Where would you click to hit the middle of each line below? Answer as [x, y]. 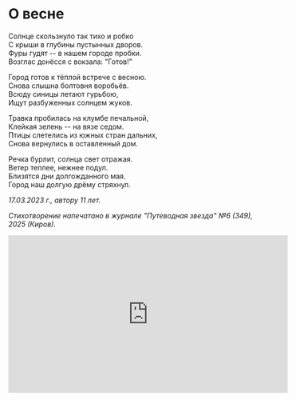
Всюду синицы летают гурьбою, [63, 94]
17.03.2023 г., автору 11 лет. [55, 200]
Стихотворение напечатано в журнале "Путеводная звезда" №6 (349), [130, 215]
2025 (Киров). [32, 224]
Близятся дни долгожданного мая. [67, 176]
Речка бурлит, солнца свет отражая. [71, 159]
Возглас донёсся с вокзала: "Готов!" [71, 62]
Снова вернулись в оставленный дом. [73, 143]
